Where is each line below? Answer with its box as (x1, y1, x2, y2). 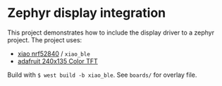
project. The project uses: (7, 35, 82, 44)
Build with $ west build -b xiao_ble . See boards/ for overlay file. (7, 70, 197, 79)
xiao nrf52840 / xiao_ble (17, 49, 90, 58)
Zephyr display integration (7, 5, 166, 21)
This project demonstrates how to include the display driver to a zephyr (7, 28, 215, 37)
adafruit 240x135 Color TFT (17, 56, 99, 65)
